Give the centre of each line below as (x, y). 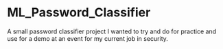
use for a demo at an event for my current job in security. (87, 38)
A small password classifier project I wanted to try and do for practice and (112, 31)
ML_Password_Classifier (79, 13)
